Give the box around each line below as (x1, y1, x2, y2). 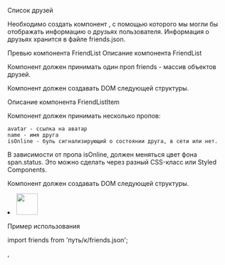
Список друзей (7, 6, 53, 14)
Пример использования (7, 222, 80, 230)
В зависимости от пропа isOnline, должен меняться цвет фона (7, 150, 197, 159)
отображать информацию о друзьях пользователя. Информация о (7, 28, 210, 36)
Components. (7, 165, 48, 174)
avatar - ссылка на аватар (7, 125, 88, 132)
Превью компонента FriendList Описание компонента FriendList (7, 49, 202, 57)
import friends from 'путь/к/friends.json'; (7, 236, 128, 244)
